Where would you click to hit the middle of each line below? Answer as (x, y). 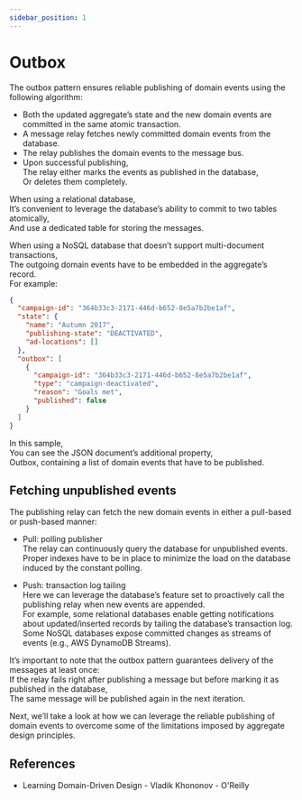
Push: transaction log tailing (74, 585)
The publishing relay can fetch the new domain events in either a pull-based (151, 512)
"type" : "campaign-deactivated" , (96, 384)
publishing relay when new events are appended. (114, 604)
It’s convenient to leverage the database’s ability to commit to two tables (143, 208)
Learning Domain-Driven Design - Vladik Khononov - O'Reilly (136, 786)
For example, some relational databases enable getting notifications (148, 614)
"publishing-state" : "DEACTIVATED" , (95, 334)
